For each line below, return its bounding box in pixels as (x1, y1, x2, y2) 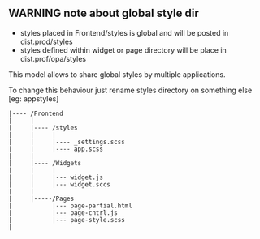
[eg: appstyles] (8, 93, 59, 104)
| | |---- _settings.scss (8, 138, 126, 146)
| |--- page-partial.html (8, 202, 132, 210)
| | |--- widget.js (8, 173, 104, 181)
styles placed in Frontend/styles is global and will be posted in (19, 28, 229, 37)
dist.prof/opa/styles (19, 53, 87, 63)
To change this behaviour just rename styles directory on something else (8, 85, 253, 95)
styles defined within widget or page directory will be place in (19, 45, 227, 55)
